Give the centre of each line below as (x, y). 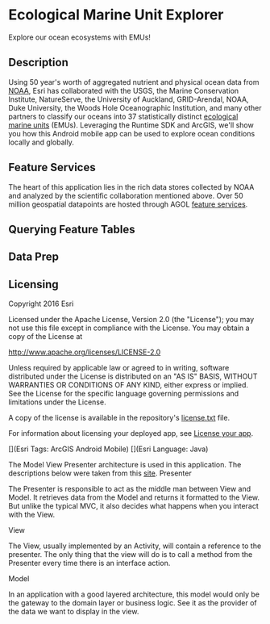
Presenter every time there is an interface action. (89, 563)
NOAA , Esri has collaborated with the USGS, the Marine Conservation (124, 90)
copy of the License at (46, 337)
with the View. (32, 515)
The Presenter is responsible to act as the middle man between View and (130, 489)
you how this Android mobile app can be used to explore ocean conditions (132, 133)
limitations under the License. (57, 402)
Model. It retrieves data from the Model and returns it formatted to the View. (134, 497)
